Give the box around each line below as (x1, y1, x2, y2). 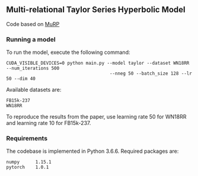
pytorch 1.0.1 (6, 164, 49, 171)
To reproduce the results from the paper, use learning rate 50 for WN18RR (6, 113, 187, 120)
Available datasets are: (6, 86, 62, 94)
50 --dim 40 (6, 76, 36, 82)
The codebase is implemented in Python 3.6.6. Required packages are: (6, 148, 179, 155)
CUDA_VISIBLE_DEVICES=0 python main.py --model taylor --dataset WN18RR (6, 60, 190, 66)
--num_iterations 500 (6, 65, 60, 72)
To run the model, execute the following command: (6, 49, 130, 56)
